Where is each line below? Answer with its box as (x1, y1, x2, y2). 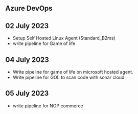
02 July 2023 (5, 21, 49, 30)
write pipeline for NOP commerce (12, 102, 83, 109)
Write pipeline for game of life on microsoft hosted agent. (12, 69, 134, 75)
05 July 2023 (5, 89, 49, 98)
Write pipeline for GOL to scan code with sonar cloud (12, 74, 125, 81)
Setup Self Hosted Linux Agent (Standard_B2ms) (12, 35, 116, 41)
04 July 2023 (5, 55, 50, 64)
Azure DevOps (5, 4, 53, 13)
